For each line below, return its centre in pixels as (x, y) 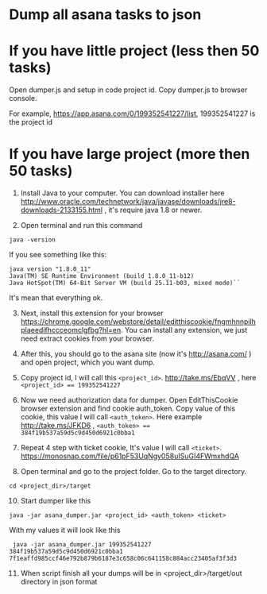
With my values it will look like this (65, 530)
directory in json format (59, 582)
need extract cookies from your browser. (87, 338)
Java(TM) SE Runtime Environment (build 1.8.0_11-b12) (102, 276)
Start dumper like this (56, 501)
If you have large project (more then (130, 154)
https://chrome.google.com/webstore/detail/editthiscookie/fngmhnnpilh (138, 322)
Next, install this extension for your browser (92, 313)
